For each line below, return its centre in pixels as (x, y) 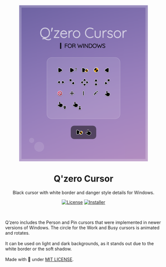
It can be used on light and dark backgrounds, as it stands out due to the (80, 243)
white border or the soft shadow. (39, 249)
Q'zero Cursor (83, 179)
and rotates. (17, 233)
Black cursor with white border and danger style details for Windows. (83, 192)
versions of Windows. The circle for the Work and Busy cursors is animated (83, 227)
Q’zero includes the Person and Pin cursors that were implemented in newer (83, 222)
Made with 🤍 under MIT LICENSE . (40, 259)
